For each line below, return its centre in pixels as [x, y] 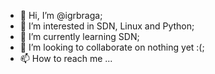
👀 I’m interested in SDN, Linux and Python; [107, 26]
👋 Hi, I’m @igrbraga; [61, 15]
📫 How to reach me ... [66, 58]
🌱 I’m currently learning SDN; [79, 36]
